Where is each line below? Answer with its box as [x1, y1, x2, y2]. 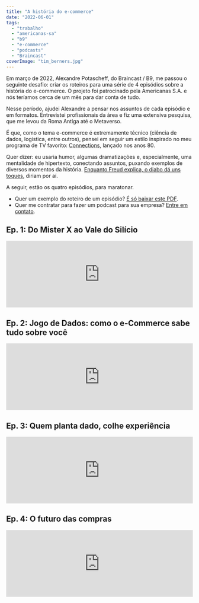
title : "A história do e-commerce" [6, 8, 94, 15]
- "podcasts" [11, 47, 44, 53]
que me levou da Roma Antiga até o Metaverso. [6, 117, 122, 125]
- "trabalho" [11, 25, 44, 31]
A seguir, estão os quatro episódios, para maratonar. [6, 183, 134, 190]
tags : [6, 20, 20, 25]
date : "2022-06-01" [6, 14, 54, 20]
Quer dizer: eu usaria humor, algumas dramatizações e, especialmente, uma [6, 153, 192, 160]
